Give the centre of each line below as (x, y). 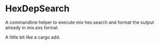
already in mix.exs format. (32, 27)
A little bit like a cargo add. (33, 37)
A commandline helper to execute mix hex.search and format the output (80, 22)
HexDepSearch (37, 9)
